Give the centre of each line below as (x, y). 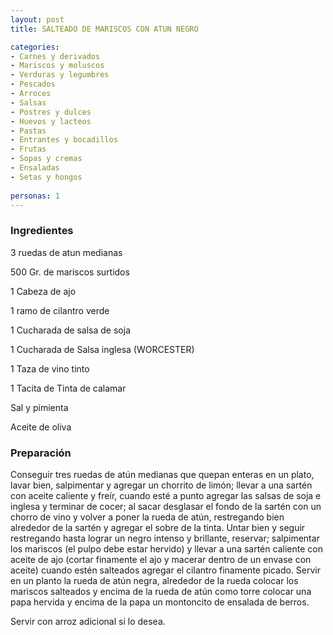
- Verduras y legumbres (60, 75)
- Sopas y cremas (46, 159)
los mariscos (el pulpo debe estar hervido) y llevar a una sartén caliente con (166, 548)
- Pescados (33, 84)
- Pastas (28, 131)
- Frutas (28, 149)
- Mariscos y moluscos (57, 66)
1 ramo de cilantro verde (60, 310)
